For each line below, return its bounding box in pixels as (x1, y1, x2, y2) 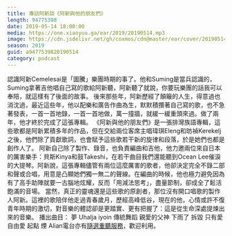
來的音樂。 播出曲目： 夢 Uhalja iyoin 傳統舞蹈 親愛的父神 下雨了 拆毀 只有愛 (7, 213, 223, 221)
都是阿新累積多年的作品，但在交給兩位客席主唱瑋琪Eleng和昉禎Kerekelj (19, 126, 222, 135)
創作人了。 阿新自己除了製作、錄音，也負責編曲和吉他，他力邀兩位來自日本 (7, 144, 221, 152)
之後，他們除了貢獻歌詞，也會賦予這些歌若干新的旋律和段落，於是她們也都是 (7, 135, 225, 144)
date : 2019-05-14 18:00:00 (7, 23, 85, 30)
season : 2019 (7, 42, 45, 49)
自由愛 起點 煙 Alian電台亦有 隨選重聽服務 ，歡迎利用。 (7, 222, 160, 230)
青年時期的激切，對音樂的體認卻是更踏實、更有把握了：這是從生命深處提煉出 (7, 204, 225, 213)
